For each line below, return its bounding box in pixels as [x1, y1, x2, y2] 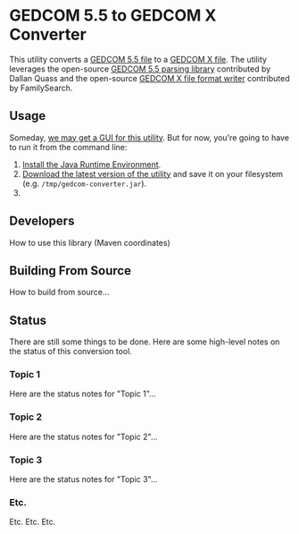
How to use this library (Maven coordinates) [9, 237, 171, 248]
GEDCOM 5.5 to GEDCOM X [9, 5, 217, 26]
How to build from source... [9, 287, 110, 298]
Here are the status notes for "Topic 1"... [9, 388, 156, 399]
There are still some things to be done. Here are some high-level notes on [9, 336, 280, 347]
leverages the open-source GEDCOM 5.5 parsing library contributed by [9, 64, 271, 74]
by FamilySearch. [9, 82, 73, 93]
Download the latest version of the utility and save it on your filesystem [21, 168, 284, 179]
